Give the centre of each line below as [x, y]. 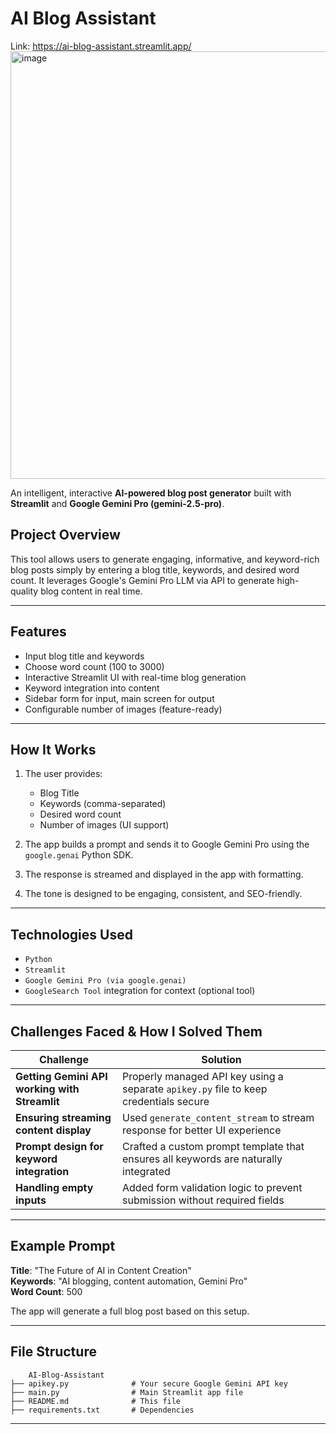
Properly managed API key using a [203, 1076]
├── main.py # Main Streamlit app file [127, 1392]
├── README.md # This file [96, 1401]
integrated [146, 1171]
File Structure [53, 1352]
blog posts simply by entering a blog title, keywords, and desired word [155, 569]
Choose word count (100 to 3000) [94, 666]
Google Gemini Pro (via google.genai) [105, 981]
